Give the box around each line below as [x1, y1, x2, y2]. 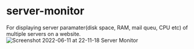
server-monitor [6, 4, 84, 18]
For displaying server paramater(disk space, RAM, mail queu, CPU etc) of [6, 24, 189, 31]
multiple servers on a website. [6, 30, 81, 37]
